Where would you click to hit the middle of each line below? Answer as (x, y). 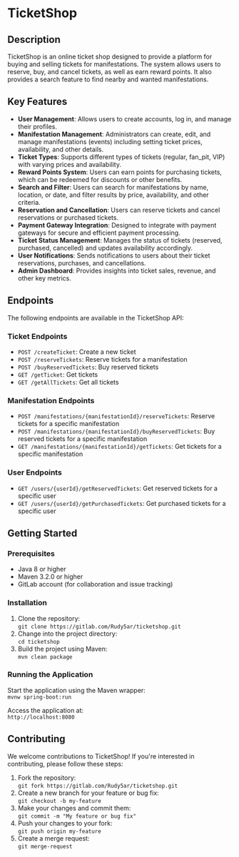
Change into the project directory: (67, 634)
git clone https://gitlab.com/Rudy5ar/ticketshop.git (99, 627)
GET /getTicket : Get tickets (58, 374)
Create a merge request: (54, 838)
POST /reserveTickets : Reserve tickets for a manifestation (102, 359)
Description (34, 40)
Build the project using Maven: (62, 649)
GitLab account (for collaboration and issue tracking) (95, 584)
